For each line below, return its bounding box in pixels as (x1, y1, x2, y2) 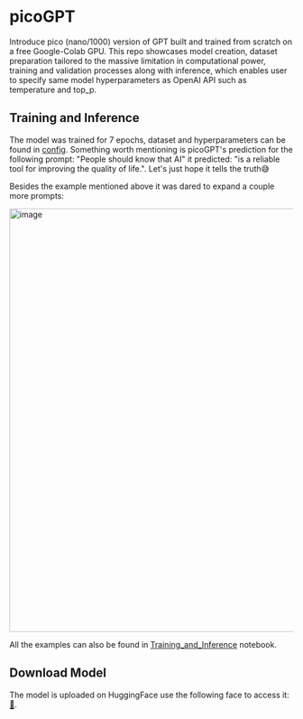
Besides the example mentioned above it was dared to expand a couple (9, 181, 275, 191)
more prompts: (9, 190, 65, 201)
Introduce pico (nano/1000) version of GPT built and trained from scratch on (9, 36, 293, 47)
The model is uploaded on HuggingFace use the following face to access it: (9, 689, 290, 700)
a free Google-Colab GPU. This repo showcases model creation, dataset (9, 45, 278, 56)
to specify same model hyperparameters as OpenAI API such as (9, 74, 247, 85)
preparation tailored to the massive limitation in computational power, (9, 55, 266, 66)
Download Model (9, 666, 106, 681)
